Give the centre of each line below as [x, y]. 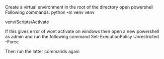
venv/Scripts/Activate [27, 22]
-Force [12, 42]
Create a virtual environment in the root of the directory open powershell [79, 7]
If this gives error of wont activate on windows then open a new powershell [82, 31]
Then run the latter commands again [42, 51]
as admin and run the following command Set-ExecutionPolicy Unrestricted [82, 37]
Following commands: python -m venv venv [50, 12]
